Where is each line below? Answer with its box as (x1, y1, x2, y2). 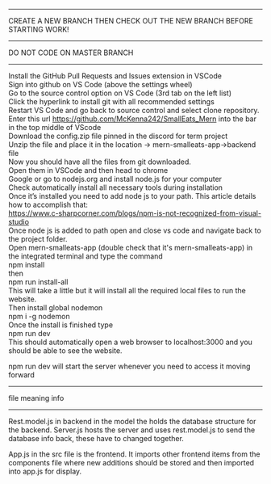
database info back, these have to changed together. (8, 434, 184, 443)
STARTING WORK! (8, 25, 70, 34)
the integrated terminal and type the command (8, 251, 163, 261)
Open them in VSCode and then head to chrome (8, 166, 169, 175)
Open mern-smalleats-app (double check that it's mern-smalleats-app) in (8, 243, 252, 252)
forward (8, 370, 35, 380)
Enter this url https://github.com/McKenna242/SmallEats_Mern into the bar (8, 114, 256, 124)
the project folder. (8, 234, 68, 243)
